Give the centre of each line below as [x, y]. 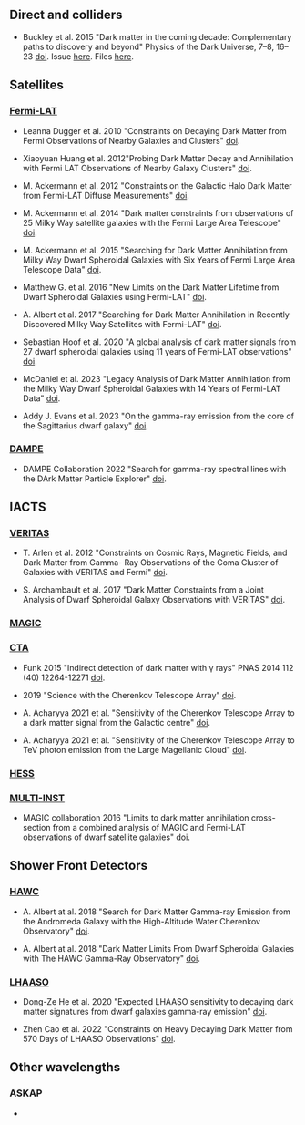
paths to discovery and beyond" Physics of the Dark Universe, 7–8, [148, 46]
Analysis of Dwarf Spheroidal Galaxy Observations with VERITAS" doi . [153, 600]
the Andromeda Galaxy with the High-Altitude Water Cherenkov [142, 921]
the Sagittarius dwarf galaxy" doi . [85, 425]
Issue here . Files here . [93, 56]
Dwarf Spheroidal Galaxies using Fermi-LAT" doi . [115, 296]
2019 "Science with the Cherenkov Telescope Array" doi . [129, 695]
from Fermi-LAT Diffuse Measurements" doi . [106, 195]
